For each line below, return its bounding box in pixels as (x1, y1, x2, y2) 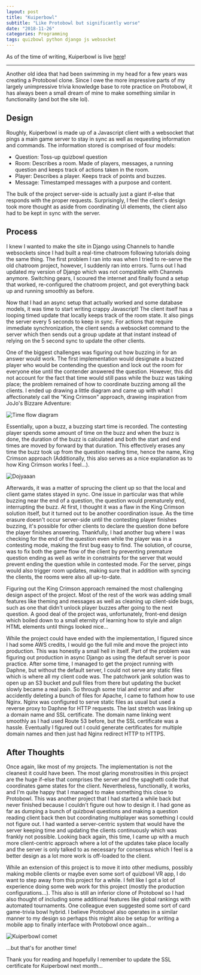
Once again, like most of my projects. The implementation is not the (6, 763, 173, 770)
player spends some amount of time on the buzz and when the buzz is (6, 429, 180, 436)
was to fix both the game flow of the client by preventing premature (6, 547, 172, 555)
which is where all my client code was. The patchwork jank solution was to (6, 673, 190, 680)
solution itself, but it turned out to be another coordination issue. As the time (6, 510, 194, 517)
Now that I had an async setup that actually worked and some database (6, 299, 183, 306)
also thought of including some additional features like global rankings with (6, 896, 191, 903)
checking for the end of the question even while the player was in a (6, 535, 172, 542)
